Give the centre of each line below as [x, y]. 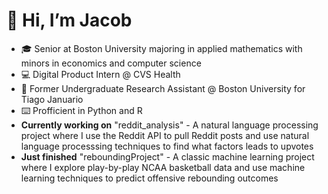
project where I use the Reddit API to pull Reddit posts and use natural [165, 135]
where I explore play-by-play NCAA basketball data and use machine [163, 167]
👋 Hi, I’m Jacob [69, 20]
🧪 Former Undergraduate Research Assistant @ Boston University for [163, 88]
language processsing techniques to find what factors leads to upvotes [167, 146]
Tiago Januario [52, 99]
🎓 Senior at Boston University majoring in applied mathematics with [161, 48]
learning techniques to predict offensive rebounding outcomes [149, 178]
